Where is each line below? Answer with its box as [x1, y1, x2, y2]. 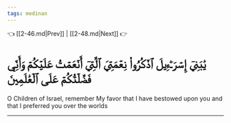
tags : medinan [7, 10, 48, 17]
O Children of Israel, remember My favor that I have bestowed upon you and [7, 94, 223, 102]
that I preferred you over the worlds [7, 101, 108, 110]
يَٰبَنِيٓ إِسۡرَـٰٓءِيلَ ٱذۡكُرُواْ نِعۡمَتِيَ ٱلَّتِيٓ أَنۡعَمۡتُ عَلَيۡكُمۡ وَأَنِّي [7, 56, 206, 71]
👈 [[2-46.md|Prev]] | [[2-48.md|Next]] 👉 [7, 29, 128, 38]
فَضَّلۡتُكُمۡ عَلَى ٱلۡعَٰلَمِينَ [7, 71, 91, 87]
